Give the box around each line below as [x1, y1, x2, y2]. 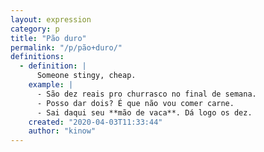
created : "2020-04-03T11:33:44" [28, 117, 163, 127]
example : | [28, 80, 74, 90]
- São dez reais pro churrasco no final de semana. [36, 89, 257, 99]
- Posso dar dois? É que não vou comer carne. [36, 98, 235, 108]
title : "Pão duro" [10, 33, 87, 43]
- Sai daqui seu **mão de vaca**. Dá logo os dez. [36, 107, 253, 118]
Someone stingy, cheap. [36, 71, 137, 81]
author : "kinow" [28, 126, 97, 136]
